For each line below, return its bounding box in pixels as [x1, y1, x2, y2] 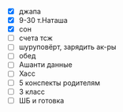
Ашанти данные [18, 60, 73, 69]
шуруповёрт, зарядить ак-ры [18, 43, 117, 52]
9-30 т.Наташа [18, 16, 68, 25]
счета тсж [18, 33, 53, 43]
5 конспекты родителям [18, 78, 100, 88]
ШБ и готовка [18, 95, 65, 105]
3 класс [18, 87, 45, 96]
